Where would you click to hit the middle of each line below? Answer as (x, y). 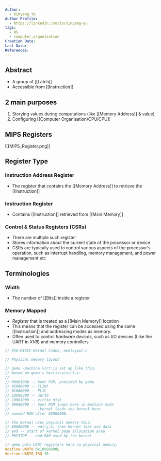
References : (17, 50)
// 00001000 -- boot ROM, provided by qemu (50, 382)
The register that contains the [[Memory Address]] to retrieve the (77, 186)
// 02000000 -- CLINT (27, 387)
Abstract (19, 70)
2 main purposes (31, 102)
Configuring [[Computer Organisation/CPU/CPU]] (61, 119)
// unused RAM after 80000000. (37, 414)
